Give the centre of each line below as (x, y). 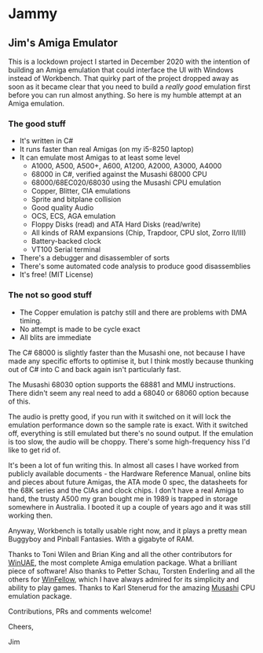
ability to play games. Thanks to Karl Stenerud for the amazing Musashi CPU (132, 588)
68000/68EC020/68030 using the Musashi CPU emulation (126, 183)
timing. (31, 320)
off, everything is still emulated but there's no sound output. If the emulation (131, 433)
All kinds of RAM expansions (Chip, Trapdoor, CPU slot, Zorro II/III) (139, 233)
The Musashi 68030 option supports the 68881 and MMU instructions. (122, 384)
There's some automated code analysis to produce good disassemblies (135, 266)
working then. (31, 515)
